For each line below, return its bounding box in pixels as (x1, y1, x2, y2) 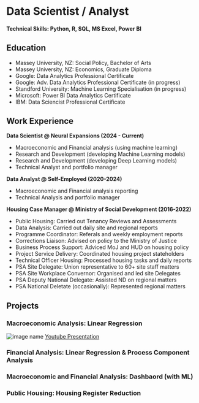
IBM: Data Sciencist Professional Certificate (15, 98, 126, 106)
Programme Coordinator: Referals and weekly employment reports (15, 231, 183, 238)
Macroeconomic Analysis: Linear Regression (6, 319, 143, 328)
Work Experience (6, 115, 74, 126)
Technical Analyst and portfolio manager (15, 164, 118, 171)
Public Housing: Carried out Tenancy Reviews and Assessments (15, 218, 177, 225)
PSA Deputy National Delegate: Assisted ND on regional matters (15, 276, 177, 283)
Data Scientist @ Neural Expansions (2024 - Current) (6, 132, 145, 139)
